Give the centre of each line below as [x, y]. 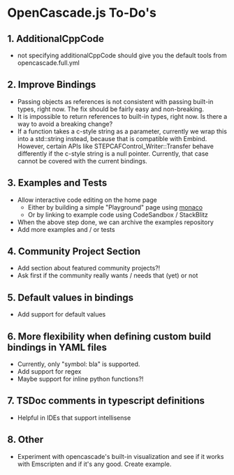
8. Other [25, 440]
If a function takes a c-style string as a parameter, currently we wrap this [122, 131]
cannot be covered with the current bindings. [82, 161]
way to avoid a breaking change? [65, 124]
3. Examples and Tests [57, 183]
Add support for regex [49, 372]
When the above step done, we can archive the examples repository [116, 222]
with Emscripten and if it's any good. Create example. [94, 464]
